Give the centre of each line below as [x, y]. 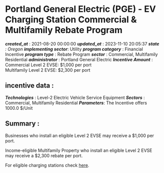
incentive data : [30, 86]
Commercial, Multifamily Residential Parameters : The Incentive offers [76, 103]
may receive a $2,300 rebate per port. [44, 155]
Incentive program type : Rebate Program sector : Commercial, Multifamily [82, 54]
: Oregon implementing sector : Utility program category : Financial [74, 49]
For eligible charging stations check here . [47, 165]
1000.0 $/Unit [19, 108]
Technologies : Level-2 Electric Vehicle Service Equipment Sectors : [75, 97]
